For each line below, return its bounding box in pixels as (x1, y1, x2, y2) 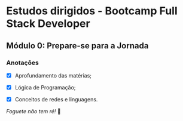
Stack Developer (6, 17, 91, 30)
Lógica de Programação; (14, 83, 76, 91)
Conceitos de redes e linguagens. (14, 96, 98, 103)
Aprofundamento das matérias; (14, 72, 91, 79)
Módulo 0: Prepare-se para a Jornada (6, 41, 149, 51)
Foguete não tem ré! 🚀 (6, 108, 61, 115)
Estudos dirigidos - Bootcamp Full (6, 4, 178, 18)
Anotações (6, 58, 39, 67)
